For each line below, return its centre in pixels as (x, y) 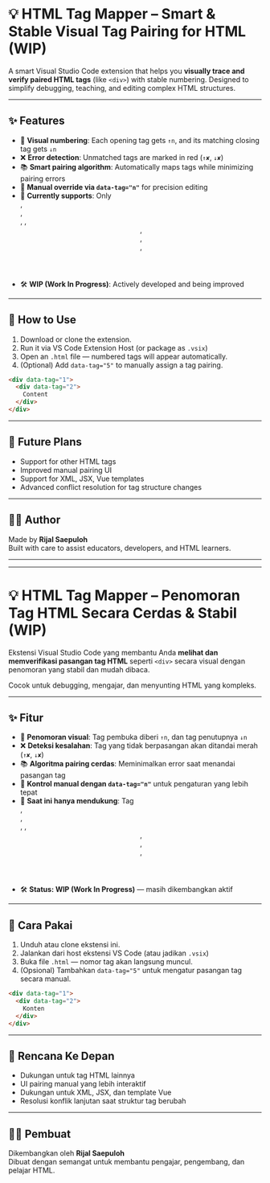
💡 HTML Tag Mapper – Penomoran (125, 595)
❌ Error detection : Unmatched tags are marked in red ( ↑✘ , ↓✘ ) (122, 157)
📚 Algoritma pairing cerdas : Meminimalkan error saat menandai (127, 764)
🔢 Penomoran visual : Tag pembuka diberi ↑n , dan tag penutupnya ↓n (133, 737)
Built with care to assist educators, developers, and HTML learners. (120, 548)
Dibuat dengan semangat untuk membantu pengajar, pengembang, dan (127, 1162)
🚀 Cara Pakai (41, 925)
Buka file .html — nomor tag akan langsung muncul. (106, 962)
